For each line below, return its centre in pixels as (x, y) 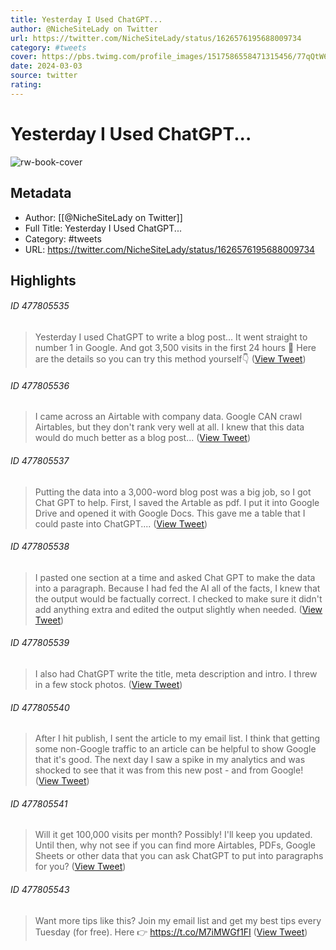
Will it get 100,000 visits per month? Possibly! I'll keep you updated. (173, 835)
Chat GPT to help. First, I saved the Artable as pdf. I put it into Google (177, 502)
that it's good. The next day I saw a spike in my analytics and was (170, 760)
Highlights (43, 280)
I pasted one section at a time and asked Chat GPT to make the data (175, 577)
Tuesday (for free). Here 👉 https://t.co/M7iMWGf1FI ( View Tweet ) (171, 932)
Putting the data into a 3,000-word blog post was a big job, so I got (173, 492)
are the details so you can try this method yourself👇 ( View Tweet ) (170, 359)
